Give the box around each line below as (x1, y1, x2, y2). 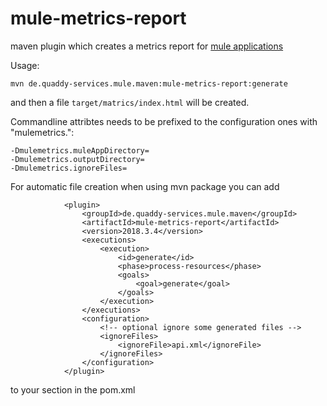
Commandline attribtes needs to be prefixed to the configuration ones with (10, 115, 318, 127)
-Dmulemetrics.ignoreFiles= (10, 163, 128, 173)
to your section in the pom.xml (10, 383, 136, 396)
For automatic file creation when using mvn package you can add (10, 180, 280, 192)
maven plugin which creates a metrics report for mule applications (10, 40, 284, 52)
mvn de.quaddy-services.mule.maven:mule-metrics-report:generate (10, 78, 288, 89)
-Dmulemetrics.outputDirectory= (10, 154, 145, 164)
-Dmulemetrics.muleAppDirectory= (10, 145, 150, 156)
